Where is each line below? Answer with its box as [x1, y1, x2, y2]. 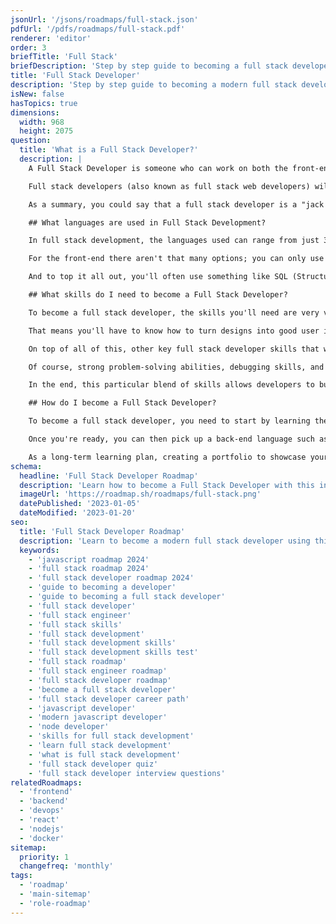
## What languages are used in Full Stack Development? [28, 217, 267, 228]
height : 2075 [19, 126, 74, 136]
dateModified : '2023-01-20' [19, 508, 137, 518]
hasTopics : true [10, 98, 78, 108]
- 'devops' [19, 806, 65, 816]
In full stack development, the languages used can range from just [28, 236, 320, 246]
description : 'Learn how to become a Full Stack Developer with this [19, 480, 315, 490]
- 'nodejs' [19, 824, 65, 834]
